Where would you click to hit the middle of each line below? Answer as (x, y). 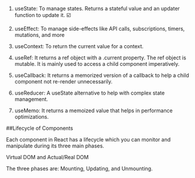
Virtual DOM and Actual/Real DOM (47, 157)
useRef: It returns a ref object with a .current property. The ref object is (100, 58)
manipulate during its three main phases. (55, 146)
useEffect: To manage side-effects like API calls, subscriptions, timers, (100, 28)
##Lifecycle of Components (40, 128)
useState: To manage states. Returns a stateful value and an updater (97, 9)
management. (31, 99)
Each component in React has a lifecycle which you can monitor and (88, 140)
